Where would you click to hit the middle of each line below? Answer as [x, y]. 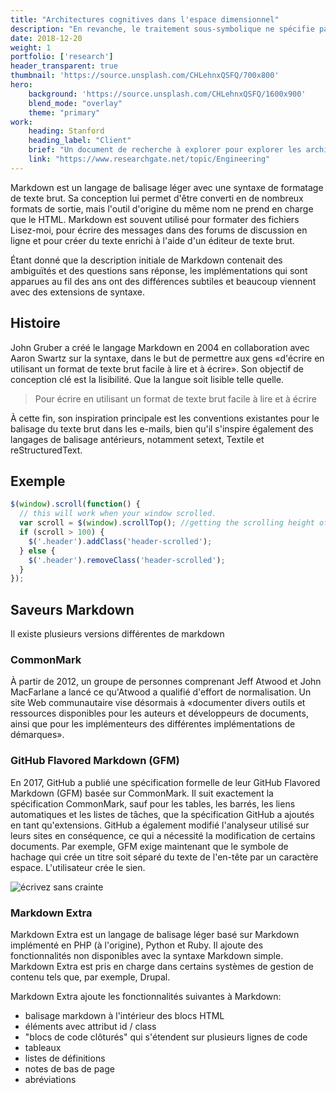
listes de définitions [65, 1058]
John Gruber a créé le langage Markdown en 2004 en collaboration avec [160, 347]
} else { [37, 551]
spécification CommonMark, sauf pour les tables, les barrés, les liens [153, 803]
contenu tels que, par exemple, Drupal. [90, 977]
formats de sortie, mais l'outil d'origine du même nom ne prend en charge [162, 208]
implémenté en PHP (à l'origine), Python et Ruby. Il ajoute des [137, 945]
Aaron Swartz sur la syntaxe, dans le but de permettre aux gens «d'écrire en [167, 358]
